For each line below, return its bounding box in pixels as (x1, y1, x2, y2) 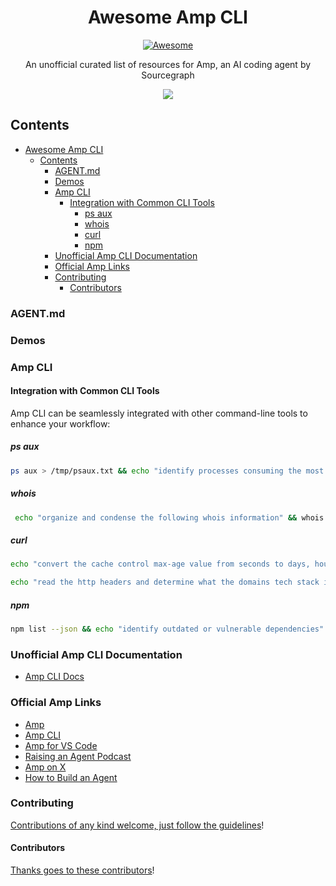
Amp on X (24, 761, 67, 773)
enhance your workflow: (10, 417, 111, 430)
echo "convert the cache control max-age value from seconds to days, (10, 559, 311, 570)
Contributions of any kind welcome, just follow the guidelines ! (10, 819, 265, 831)
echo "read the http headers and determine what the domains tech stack (10, 577, 320, 588)
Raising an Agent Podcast (24, 750, 132, 762)
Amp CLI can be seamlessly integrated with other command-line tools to (10, 407, 308, 419)
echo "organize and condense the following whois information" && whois (14, 512, 325, 523)
